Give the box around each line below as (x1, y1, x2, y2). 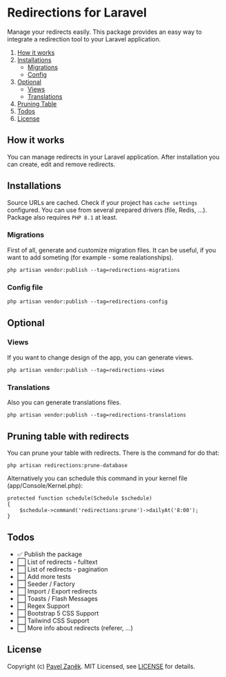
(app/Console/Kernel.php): (7, 481, 83, 489)
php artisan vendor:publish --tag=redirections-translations (7, 412, 187, 419)
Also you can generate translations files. (7, 398, 122, 406)
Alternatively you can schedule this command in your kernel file (7, 474, 188, 482)
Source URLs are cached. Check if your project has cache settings (7, 198, 198, 206)
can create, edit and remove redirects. (7, 160, 116, 168)
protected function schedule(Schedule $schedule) (7, 495, 153, 502)
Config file (7, 282, 43, 292)
